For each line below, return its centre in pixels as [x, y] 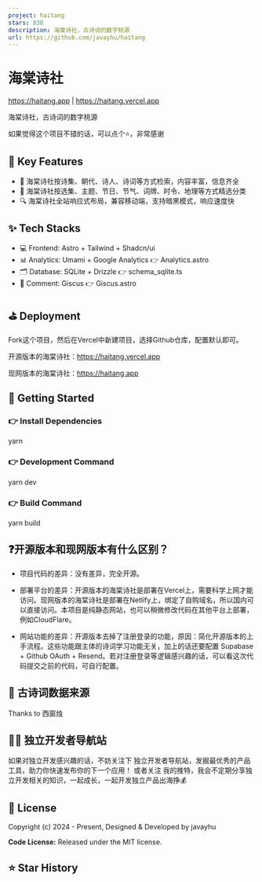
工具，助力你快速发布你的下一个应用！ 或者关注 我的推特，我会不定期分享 [127, 770]
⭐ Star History [43, 867]
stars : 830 [26, 23]
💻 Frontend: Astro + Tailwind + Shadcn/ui [87, 247]
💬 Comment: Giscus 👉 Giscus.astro [78, 283]
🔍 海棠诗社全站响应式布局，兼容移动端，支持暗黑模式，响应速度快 [127, 201]
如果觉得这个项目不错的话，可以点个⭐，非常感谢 [86, 134]
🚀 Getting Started [51, 399]
